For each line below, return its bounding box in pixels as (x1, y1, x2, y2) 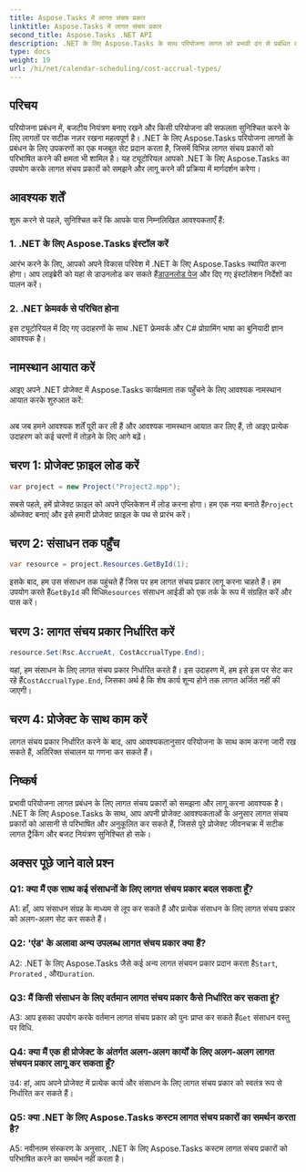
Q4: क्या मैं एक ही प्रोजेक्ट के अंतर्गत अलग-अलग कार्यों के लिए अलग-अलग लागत (9, 1045, 275, 1058)
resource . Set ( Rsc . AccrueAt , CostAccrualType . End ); (9, 648, 206, 657)
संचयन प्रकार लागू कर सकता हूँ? (9, 1056, 116, 1069)
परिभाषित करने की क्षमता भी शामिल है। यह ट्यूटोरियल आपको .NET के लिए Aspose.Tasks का (9, 152, 290, 164)
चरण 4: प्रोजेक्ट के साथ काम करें (9, 712, 148, 727)
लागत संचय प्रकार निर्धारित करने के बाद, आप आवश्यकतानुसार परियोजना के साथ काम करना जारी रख (9, 735, 296, 747)
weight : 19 (9, 56, 51, 65)
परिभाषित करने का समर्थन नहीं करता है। (9, 1154, 125, 1165)
